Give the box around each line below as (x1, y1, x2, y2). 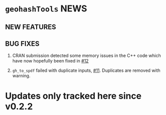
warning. (12, 73, 31, 79)
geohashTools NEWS (5, 3, 88, 14)
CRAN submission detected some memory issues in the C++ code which (12, 53, 161, 58)
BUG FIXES (5, 39, 40, 48)
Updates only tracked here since (5, 90, 142, 102)
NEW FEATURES (5, 23, 56, 31)
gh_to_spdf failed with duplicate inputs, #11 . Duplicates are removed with (12, 67, 161, 73)
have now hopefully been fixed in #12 (12, 58, 89, 64)
